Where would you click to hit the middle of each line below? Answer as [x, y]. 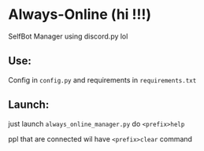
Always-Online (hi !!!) [80, 15]
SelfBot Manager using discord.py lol [68, 36]
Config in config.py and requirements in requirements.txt [102, 79]
